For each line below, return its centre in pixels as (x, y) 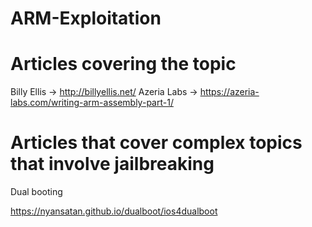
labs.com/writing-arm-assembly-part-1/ (92, 103)
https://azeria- (229, 92)
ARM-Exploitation (86, 18)
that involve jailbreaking (112, 164)
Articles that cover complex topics (156, 143)
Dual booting (36, 192)
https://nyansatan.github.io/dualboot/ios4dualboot (114, 211)
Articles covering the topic (123, 64)
